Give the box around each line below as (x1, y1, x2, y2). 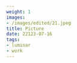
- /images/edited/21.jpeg (6, 20, 71, 26)
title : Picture (6, 25, 45, 32)
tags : (6, 37, 20, 43)
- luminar (6, 43, 31, 49)
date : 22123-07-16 (6, 31, 52, 37)
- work (6, 48, 23, 54)
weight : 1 (6, 8, 31, 15)
